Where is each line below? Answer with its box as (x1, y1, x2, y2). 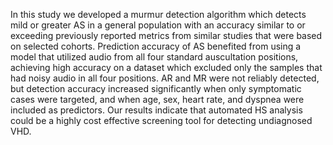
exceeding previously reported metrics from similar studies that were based (10, 30, 323, 41)
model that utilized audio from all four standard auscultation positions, (10, 51, 299, 63)
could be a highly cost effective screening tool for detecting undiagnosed (10, 115, 313, 126)
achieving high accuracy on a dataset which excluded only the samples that (10, 62, 323, 73)
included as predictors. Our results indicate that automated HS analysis (10, 104, 303, 116)
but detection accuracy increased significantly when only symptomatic (10, 83, 302, 94)
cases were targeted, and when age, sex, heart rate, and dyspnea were (10, 94, 305, 105)
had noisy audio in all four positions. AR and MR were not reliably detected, (10, 72, 320, 84)
